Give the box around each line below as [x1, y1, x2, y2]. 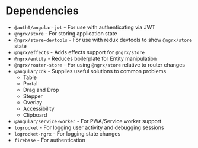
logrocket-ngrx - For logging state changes [14, 130, 121, 137]
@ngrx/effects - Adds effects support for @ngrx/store [14, 48, 145, 55]
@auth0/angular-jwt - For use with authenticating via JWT [14, 24, 155, 31]
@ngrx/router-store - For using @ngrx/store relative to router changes [14, 61, 185, 68]
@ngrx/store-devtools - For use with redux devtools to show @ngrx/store [14, 36, 192, 43]
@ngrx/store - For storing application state [14, 29, 117, 37]
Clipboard [23, 111, 47, 119]
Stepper [23, 93, 43, 100]
